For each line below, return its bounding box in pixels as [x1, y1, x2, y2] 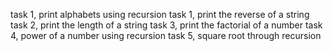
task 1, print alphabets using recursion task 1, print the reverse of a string [10, 9, 310, 20]
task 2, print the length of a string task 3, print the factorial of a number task [10, 19, 323, 31]
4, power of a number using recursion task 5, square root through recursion [10, 30, 322, 41]
